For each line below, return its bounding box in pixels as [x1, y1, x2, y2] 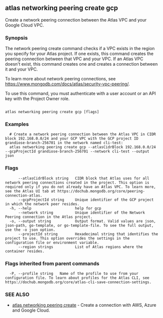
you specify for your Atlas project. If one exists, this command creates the [5, 51, 154, 57]
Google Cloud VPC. [5, 22, 44, 28]
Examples [5, 121, 29, 128]
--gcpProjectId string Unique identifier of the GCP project [18, 197, 154, 202]
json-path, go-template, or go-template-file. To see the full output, [5, 223, 154, 228]
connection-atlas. [5, 193, 42, 198]
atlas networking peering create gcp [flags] [5, 110, 99, 115]
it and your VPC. [5, 66, 38, 73]
